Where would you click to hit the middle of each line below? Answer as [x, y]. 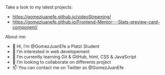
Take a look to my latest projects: [39, 7]
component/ [25, 27]
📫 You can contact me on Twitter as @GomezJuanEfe [68, 68]
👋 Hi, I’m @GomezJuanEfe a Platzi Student [56, 46]
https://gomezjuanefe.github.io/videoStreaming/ [62, 17]
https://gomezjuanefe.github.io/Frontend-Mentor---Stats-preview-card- [86, 22]
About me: [16, 37]
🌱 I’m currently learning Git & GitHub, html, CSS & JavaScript [74, 57]
